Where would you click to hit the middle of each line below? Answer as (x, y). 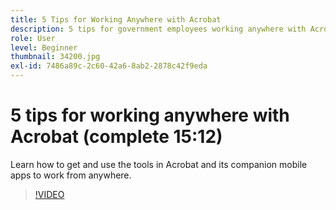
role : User (33, 38)
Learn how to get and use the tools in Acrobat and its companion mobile (159, 164)
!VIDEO (49, 194)
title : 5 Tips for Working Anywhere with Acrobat (116, 19)
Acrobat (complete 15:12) (116, 137)
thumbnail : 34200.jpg (55, 57)
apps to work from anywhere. (71, 175)
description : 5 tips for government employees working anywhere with (158, 29)
